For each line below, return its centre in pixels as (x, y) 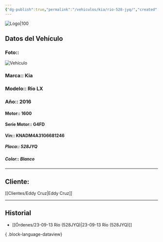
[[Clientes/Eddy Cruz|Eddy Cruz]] (39, 193)
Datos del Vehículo (34, 39)
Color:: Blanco (20, 159)
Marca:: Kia (19, 76)
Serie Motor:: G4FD (25, 124)
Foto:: (12, 52)
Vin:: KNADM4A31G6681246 (35, 135)
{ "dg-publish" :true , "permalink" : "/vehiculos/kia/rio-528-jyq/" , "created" (81, 9)
